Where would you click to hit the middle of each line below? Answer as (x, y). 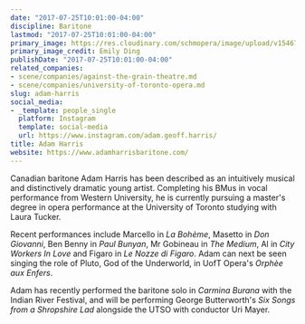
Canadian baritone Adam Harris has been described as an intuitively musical (152, 178)
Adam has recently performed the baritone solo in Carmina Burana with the (151, 290)
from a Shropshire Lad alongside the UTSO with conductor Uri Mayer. (140, 310)
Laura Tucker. (36, 216)
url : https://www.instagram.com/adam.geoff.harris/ (118, 136)
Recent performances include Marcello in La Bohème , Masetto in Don (140, 234)
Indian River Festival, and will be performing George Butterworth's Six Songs (153, 300)
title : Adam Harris (47, 144)
